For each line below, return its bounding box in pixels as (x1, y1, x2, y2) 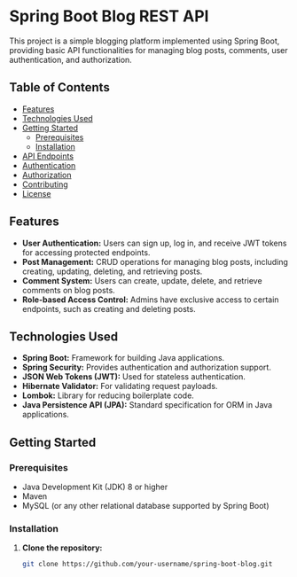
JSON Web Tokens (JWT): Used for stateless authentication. (21, 371, 246, 382)
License (21, 188, 51, 199)
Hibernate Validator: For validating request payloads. (21, 381, 218, 392)
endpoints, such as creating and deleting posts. (21, 303, 197, 314)
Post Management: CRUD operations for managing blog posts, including (21, 256, 288, 267)
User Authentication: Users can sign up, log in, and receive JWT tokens (21, 238, 287, 248)
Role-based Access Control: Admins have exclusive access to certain (21, 294, 279, 305)
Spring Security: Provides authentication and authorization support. (21, 362, 272, 373)
